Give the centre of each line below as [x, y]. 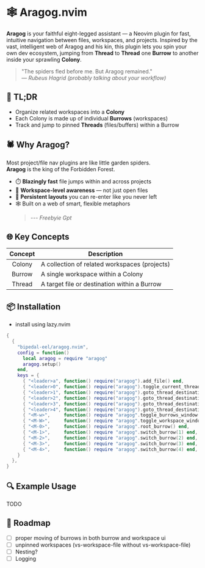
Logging [26, 559]
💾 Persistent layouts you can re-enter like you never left [86, 196]
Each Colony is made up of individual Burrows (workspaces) [92, 118]
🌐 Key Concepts [38, 237]
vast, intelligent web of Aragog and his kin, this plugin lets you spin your [97, 46]
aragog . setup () [42, 364]
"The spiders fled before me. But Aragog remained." [87, 71]
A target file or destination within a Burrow [101, 284]
